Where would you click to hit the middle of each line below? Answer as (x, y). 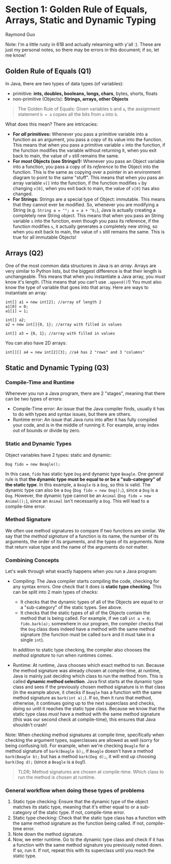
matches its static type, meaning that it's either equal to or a (76, 807)
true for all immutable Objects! (44, 237)
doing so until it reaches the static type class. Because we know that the (89, 709)
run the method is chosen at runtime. (57, 777)
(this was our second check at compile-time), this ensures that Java (84, 719)
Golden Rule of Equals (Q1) (48, 71)
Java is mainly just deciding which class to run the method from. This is (88, 676)
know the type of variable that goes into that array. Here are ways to (77, 287)
